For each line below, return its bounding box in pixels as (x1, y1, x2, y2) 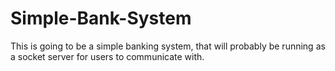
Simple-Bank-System (10, 7, 192, 30)
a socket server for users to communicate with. (10, 50, 205, 62)
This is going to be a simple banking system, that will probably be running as (10, 40, 326, 52)
